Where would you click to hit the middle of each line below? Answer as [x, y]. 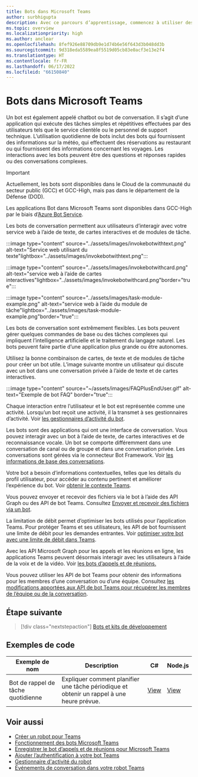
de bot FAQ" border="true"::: [78, 395]
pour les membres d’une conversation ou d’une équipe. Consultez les [90, 581]
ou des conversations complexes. [47, 161]
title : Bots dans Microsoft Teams [49, 12]
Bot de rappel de [32, 683]
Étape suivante [34, 612]
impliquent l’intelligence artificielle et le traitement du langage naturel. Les [96, 340]
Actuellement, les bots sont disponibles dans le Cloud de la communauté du [98, 184]
